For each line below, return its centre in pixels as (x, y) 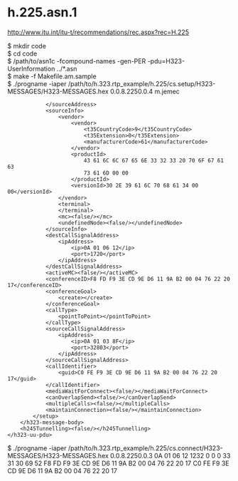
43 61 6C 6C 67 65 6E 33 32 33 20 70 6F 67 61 (153, 160)
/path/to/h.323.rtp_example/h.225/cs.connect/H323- (145, 448)
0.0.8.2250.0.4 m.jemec (145, 91)
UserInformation (31, 68)
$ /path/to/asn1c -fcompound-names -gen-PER (77, 61)
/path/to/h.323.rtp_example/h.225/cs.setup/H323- (142, 83)
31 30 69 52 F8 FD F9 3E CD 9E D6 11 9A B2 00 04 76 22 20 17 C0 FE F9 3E (118, 463)
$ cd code (22, 53)
